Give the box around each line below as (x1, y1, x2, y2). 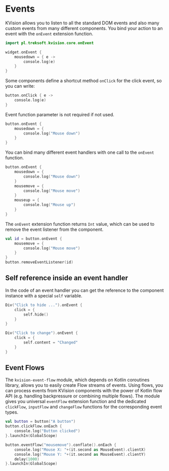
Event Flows (5, 363, 45, 372)
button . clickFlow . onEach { (5, 424, 62, 429)
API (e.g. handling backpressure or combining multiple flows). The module (5, 393, 160, 399)
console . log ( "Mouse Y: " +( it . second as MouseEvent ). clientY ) (14, 452, 146, 457)
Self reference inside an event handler (5, 274, 128, 282)
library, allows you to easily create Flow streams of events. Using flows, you (5, 382, 163, 388)
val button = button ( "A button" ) (5, 419, 76, 424)
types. (5, 409, 19, 415)
